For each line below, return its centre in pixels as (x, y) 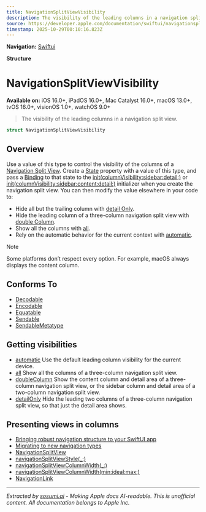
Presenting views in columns (63, 424)
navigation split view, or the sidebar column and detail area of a (116, 385)
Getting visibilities (42, 345)
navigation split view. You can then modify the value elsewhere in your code (102, 190)
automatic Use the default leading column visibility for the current (98, 360)
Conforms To (32, 284)
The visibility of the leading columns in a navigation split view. (99, 119)
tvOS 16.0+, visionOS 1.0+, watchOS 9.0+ (59, 107)
